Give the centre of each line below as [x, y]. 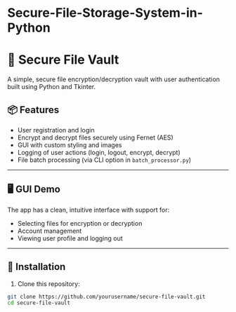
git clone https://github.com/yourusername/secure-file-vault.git [106, 297]
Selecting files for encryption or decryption [80, 223]
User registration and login [56, 130]
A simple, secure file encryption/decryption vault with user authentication [113, 79]
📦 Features [33, 110]
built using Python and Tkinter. [52, 87]
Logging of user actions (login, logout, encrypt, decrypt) [99, 152]
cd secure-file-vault [39, 303]
